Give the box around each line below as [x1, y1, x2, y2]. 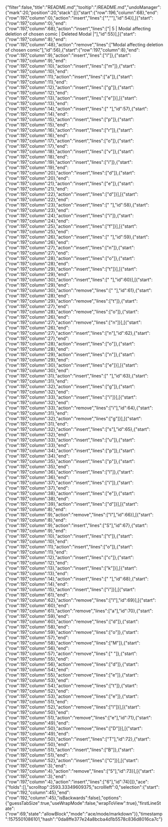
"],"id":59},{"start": [110, 234, 149, 240]
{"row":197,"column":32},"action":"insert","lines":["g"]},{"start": [5, 384, 135, 389]
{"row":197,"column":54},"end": [5, 667, 70, 673]
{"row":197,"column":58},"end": [5, 624, 70, 630]
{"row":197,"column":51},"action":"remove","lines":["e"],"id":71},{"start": [5, 715, 152, 720]
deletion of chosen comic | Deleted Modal [5, 31, 92, 37]
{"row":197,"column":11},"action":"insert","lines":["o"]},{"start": [5, 544, 134, 549]
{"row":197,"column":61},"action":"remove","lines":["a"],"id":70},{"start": [5, 608, 153, 614]
